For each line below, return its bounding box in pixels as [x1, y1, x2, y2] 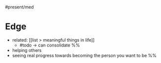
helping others [12, 47, 42, 53]
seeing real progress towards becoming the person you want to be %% [12, 52, 157, 58]
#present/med [5, 4, 34, 10]
